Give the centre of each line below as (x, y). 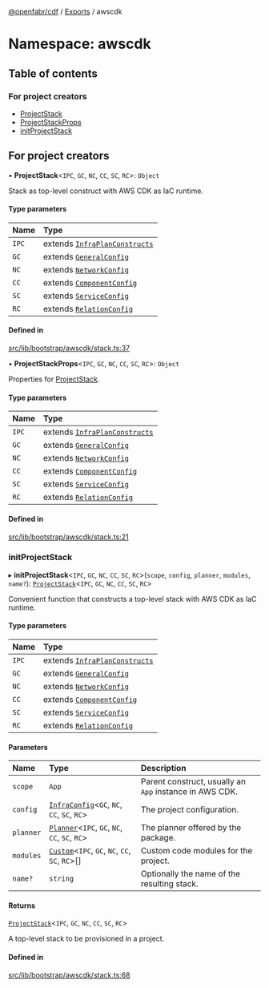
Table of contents (53, 73)
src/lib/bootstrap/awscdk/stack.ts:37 (69, 349)
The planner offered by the (191, 828)
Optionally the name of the (191, 874)
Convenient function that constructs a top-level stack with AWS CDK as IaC (133, 599)
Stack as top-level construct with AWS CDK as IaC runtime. (106, 191)
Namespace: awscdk (80, 44)
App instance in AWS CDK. (189, 792)
